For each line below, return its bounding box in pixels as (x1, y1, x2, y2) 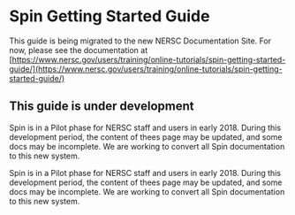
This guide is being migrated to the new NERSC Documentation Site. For (9, 35, 272, 46)
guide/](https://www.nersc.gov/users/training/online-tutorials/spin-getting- (9, 64, 283, 74)
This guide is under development (9, 99, 194, 114)
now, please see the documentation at (9, 44, 148, 55)
